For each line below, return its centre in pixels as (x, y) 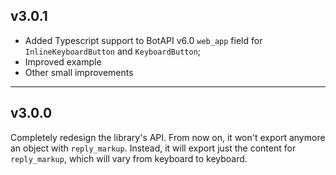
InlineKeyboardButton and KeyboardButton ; (113, 51)
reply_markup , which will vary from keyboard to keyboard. (129, 158)
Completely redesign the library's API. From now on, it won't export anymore (168, 137)
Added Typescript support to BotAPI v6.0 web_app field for (143, 40)
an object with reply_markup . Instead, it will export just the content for (153, 148)
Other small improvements (79, 72)
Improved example (63, 61)
